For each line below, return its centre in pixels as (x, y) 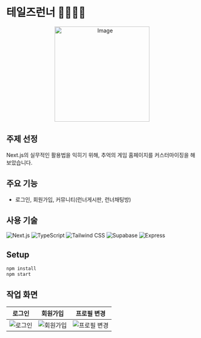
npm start (19, 275)
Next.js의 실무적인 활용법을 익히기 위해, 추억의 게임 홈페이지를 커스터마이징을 (98, 155)
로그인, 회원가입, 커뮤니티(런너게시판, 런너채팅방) (73, 199)
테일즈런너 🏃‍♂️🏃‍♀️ (46, 12)
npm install (21, 269)
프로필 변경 (90, 313)
